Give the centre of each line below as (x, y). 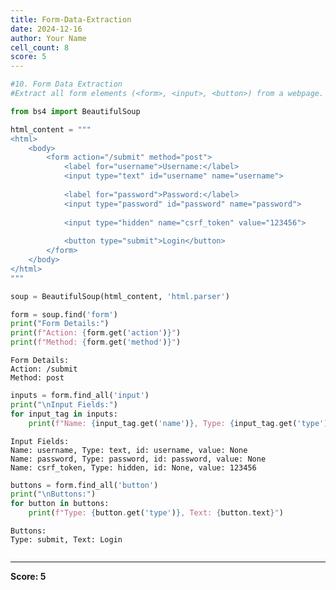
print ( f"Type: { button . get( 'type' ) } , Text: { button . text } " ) (156, 513)
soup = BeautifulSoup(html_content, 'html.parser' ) (120, 296)
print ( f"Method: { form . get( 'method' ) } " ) (96, 342)
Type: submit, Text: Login (66, 540)
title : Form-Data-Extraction (71, 19)
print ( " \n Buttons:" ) (53, 494)
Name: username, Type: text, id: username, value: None (129, 450)
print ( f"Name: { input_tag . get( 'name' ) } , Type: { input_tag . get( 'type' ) (178, 423)
